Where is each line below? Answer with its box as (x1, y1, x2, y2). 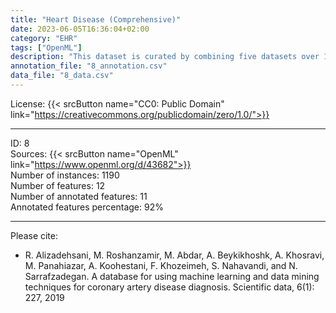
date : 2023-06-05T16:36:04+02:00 (10, 24, 150, 34)
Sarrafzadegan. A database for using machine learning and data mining (24, 270, 320, 282)
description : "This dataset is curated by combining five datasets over (10, 52, 320, 62)
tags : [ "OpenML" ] (10, 42, 83, 53)
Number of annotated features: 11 (10, 190, 148, 202)
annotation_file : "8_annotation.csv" (10, 61, 168, 71)
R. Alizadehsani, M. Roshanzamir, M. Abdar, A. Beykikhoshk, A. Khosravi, (24, 249, 325, 261)
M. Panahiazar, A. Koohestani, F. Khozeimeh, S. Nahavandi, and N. (24, 259, 298, 271)
